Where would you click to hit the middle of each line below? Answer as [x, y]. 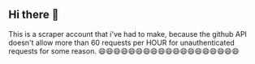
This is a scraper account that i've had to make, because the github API [128, 34]
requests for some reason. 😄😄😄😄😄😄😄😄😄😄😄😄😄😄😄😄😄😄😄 [124, 51]
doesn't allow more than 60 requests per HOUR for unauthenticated [122, 42]
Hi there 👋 [34, 15]
